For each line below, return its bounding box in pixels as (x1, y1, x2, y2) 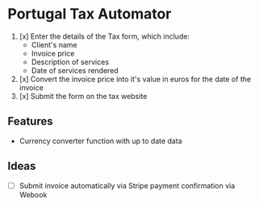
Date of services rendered (31, 65, 119, 75)
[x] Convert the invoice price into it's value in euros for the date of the (19, 74, 252, 84)
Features (7, 114, 53, 129)
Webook (19, 190, 48, 200)
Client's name (31, 39, 77, 49)
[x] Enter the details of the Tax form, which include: (19, 31, 190, 41)
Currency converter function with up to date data (19, 136, 182, 146)
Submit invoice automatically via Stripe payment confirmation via (19, 180, 236, 190)
